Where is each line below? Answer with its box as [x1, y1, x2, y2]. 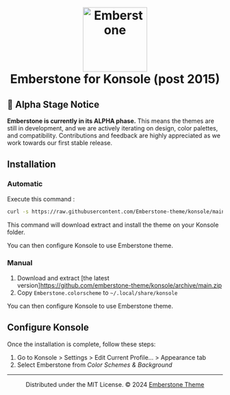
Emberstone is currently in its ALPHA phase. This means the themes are [7, 117, 214, 125]
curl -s [7, 208, 29, 215]
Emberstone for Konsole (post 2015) [10, 71, 220, 87]
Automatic [7, 179, 43, 189]
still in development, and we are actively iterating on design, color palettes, [7, 124, 218, 132]
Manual [7, 258, 33, 268]
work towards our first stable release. [7, 139, 113, 147]
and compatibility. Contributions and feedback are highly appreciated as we [7, 131, 221, 139]
